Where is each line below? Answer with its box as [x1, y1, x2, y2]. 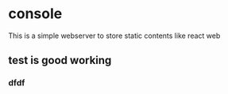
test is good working [8, 54, 112, 67]
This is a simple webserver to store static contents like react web [8, 31, 221, 40]
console [8, 5, 63, 23]
